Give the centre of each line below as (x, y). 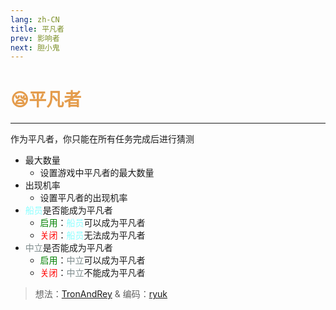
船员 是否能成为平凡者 (68, 210)
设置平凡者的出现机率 (83, 198)
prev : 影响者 (35, 38)
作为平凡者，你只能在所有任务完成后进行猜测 (102, 139)
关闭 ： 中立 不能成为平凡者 (92, 273)
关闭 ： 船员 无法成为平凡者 (92, 235)
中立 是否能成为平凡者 (68, 248)
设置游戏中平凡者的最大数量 (97, 173)
